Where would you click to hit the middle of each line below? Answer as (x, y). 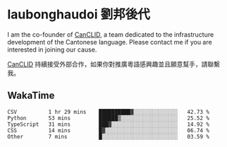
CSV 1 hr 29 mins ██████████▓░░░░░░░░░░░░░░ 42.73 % (109, 112)
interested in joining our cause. (52, 49)
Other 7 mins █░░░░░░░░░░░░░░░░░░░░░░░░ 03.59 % (109, 136)
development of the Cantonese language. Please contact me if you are (110, 42)
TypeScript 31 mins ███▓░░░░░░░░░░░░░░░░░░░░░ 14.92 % (109, 124)
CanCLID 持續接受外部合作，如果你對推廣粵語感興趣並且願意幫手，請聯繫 (114, 64)
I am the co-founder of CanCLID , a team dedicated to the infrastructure (111, 34)
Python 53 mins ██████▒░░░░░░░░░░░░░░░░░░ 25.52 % (109, 118)
